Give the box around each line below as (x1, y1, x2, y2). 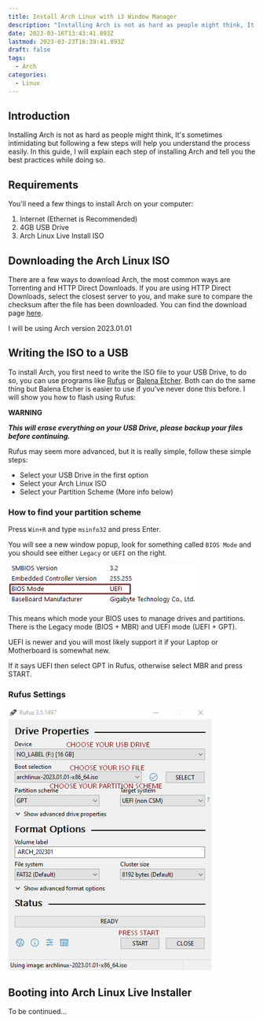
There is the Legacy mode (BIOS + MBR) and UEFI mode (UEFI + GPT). (8, 622, 237, 632)
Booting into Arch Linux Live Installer (8, 986, 192, 999)
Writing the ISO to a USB (8, 347, 129, 360)
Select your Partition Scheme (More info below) (19, 487, 174, 496)
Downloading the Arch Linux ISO (8, 254, 170, 267)
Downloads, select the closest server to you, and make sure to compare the (8, 292, 253, 301)
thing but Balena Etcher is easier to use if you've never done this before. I (8, 384, 246, 393)
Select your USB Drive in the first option (19, 470, 149, 480)
